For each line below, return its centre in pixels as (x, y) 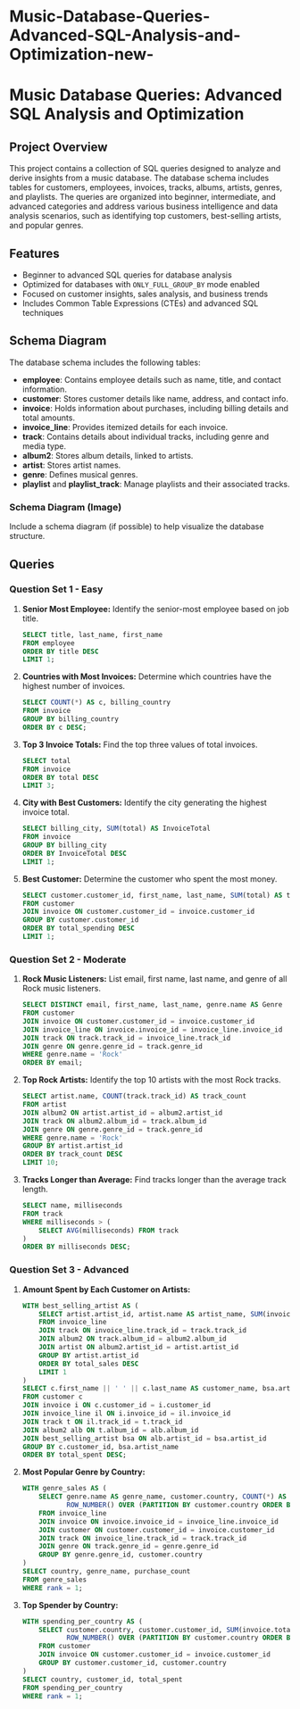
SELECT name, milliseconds (72, 1206)
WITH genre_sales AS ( (64, 1489)
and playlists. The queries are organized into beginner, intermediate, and (143, 197)
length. (35, 1190)
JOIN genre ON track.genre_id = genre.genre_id (129, 1547)
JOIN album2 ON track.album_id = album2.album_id (133, 1339)
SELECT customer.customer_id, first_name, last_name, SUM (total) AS (152, 895)
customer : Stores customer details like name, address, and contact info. (155, 398)
